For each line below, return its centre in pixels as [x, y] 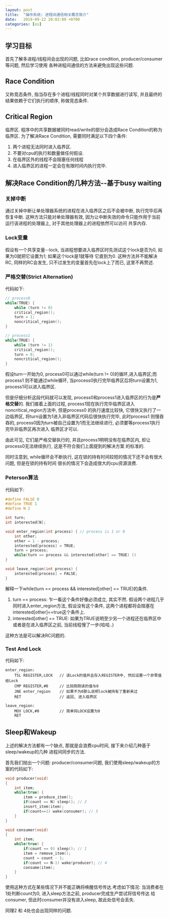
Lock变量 [17, 238]
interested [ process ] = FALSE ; [46, 574]
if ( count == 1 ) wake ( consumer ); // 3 [61, 811]
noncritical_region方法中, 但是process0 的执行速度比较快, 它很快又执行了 [81, 410]
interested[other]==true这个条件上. [49, 612]
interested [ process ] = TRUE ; [45, 546]
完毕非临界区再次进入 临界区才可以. [42, 429]
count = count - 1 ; [44, 858]
